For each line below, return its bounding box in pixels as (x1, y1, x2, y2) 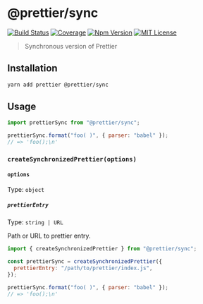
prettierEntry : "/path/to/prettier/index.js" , (13, 265, 153, 272)
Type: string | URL (7, 218, 63, 226)
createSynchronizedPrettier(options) (7, 155, 137, 163)
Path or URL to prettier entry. (7, 231, 91, 241)
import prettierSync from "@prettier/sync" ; (7, 119, 140, 126)
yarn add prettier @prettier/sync (7, 81, 109, 88)
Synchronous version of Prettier (24, 42, 118, 50)
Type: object (7, 186, 44, 194)
